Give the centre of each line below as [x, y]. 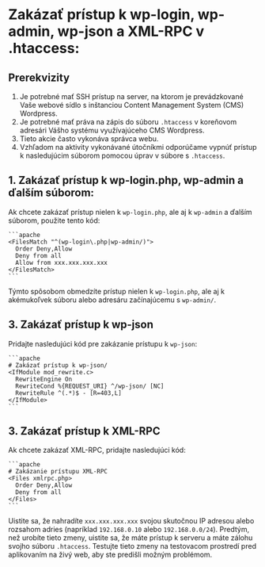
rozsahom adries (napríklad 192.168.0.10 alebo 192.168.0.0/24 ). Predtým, [129, 530]
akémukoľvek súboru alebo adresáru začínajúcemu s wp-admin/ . [112, 300]
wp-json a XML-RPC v [131, 31]
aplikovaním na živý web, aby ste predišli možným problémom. [110, 555]
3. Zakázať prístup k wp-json [81, 325]
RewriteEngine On [44, 379]
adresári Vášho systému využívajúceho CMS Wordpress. [112, 130]
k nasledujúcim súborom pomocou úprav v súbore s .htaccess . [122, 155]
